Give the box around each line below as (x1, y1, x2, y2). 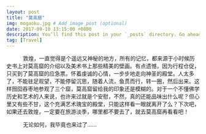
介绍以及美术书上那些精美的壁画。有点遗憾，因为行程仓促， (48, 62, 200, 69)
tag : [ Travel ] (6, 37, 43, 43)
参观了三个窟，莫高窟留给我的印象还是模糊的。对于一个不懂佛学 (38, 85, 200, 92)
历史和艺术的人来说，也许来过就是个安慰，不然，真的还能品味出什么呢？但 (6, 93, 194, 100)
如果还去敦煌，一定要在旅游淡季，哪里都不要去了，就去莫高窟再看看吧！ (6, 108, 189, 115)
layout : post (6, 9, 40, 15)
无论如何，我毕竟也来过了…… (23, 121, 97, 128)
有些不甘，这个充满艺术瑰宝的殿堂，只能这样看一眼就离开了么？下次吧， (17, 100, 200, 107)
